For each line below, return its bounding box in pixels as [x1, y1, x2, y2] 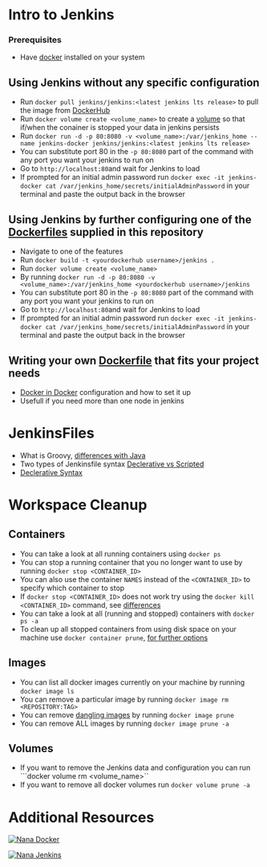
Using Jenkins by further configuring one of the [8, 213, 252, 226]
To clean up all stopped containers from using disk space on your [19, 624, 237, 633]
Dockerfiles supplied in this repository [8, 225, 204, 238]
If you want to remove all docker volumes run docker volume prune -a [19, 780, 250, 790]
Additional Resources [8, 808, 155, 826]
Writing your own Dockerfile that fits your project [8, 353, 259, 367]
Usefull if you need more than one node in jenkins [19, 396, 184, 405]
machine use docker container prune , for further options [19, 633, 208, 642]
